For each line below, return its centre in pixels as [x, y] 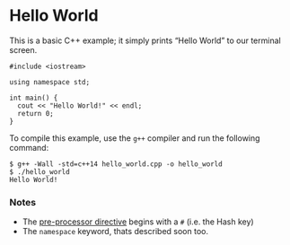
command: [29, 147]
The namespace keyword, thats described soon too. [115, 232]
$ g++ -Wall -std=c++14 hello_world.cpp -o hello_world [116, 164]
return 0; [35, 113]
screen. [23, 49]
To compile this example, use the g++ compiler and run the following [135, 138]
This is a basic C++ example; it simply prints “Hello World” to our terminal [145, 40]
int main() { [34, 98]
